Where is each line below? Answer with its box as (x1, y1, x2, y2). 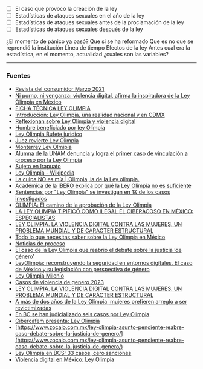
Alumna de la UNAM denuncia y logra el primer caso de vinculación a (14, 150, 188, 157)
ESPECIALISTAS (14, 214, 56, 221)
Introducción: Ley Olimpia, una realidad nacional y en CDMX (14, 111, 165, 118)
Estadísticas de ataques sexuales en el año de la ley (14, 12, 145, 19)
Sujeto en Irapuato (14, 162, 62, 170)
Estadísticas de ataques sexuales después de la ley (14, 25, 143, 33)
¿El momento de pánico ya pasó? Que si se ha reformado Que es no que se (6, 38, 194, 45)
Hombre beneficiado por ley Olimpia (14, 124, 106, 131)
